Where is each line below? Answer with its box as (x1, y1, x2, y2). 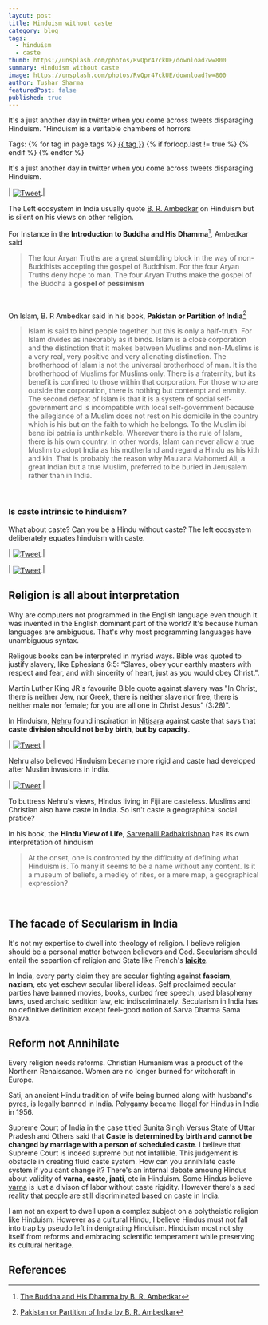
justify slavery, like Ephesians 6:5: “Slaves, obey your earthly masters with (8, 659, 252, 668)
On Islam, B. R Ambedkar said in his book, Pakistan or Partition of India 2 (8, 309, 247, 321)
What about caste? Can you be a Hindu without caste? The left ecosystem (8, 525, 252, 534)
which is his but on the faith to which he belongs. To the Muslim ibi (27, 420, 247, 429)
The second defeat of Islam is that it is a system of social (27, 394, 215, 404)
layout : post (8, 11, 52, 20)
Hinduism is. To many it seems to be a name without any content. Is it (27, 861, 256, 872)
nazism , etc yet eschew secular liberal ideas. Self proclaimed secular (8, 979, 237, 988)
